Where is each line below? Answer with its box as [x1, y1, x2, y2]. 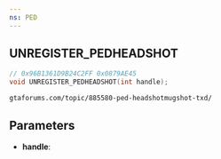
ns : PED [9, 12, 38, 22]
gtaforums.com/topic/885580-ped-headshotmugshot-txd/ [9, 94, 213, 103]
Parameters [9, 117, 75, 133]
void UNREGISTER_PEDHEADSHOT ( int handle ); [9, 77, 169, 87]
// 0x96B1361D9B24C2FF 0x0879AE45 [9, 69, 138, 78]
